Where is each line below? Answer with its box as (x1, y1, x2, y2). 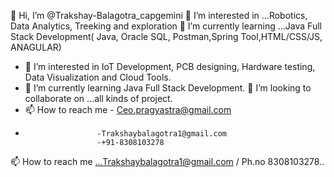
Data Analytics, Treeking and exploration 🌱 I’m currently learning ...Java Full (10, 20, 322, 32)
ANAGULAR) (10, 41, 62, 53)
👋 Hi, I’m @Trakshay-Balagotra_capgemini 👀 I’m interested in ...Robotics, (10, 10, 308, 21)
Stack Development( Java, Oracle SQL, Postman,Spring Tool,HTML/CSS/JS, (10, 31, 323, 42)
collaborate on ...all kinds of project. (24, 93, 173, 104)
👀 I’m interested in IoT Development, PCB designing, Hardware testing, (24, 61, 316, 72)
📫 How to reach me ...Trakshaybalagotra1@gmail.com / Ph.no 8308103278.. (10, 156, 325, 167)
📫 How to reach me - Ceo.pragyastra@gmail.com (24, 104, 232, 115)
